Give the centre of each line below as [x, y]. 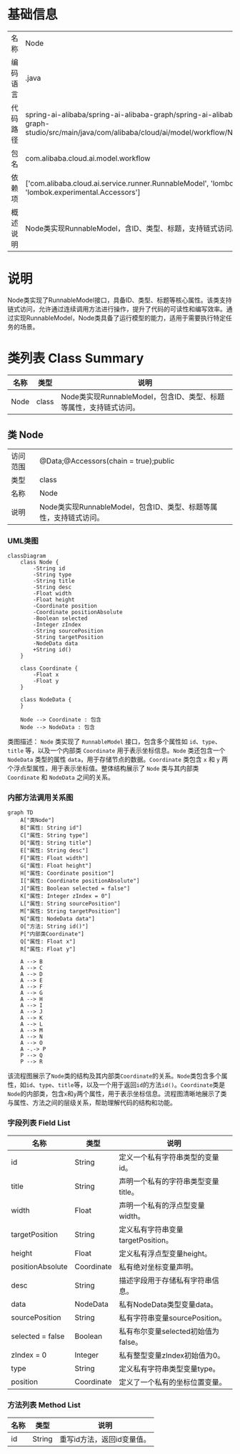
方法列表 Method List [44, 1405]
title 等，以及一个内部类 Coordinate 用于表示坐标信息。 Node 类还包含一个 [116, 750]
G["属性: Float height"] [56, 866]
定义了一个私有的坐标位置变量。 [172, 1382]
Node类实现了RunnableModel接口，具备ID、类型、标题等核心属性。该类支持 [120, 300]
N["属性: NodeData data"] [57, 919]
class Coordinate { [49, 668]
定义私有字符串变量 [151, 1229]
